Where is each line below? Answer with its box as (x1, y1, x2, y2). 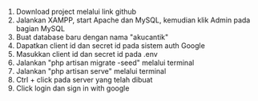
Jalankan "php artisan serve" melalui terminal (15, 67, 167, 75)
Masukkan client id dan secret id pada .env (15, 50, 158, 59)
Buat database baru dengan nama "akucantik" (15, 32, 169, 42)
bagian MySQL (15, 24, 66, 33)
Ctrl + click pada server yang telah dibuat (15, 75, 153, 84)
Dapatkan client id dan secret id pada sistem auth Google (15, 41, 206, 50)
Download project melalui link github (15, 7, 137, 16)
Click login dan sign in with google (15, 83, 130, 93)
